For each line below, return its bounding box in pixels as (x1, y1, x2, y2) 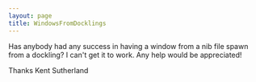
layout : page (8, 11, 52, 20)
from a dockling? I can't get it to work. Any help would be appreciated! (8, 50, 242, 59)
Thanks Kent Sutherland (8, 65, 89, 75)
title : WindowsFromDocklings (8, 19, 107, 27)
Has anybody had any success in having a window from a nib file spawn (8, 41, 249, 51)
